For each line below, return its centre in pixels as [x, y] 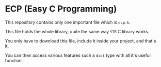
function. [14, 60]
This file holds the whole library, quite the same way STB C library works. [77, 31]
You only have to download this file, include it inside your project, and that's [80, 41]
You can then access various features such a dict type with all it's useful [78, 55]
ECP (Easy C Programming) [61, 9]
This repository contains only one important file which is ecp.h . [68, 22]
